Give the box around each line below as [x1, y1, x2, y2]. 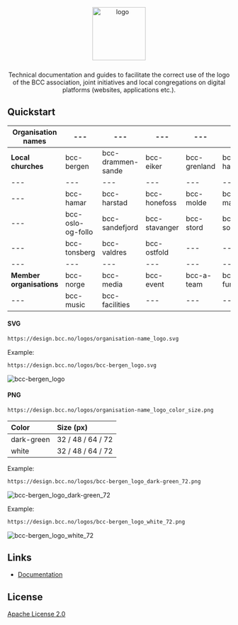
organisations [11, 279, 59, 289]
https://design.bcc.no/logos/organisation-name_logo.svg [7, 336, 179, 343]
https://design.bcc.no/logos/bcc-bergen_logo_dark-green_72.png [7, 477, 201, 485]
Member [11, 270, 40, 280]
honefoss [145, 197, 177, 207]
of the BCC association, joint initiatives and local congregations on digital [13, 78, 225, 87]
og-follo [64, 227, 93, 237]
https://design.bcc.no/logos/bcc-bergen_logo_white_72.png [7, 518, 186, 525]
